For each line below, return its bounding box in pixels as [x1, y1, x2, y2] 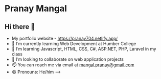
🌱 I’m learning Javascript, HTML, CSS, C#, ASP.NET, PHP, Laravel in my [11, 46, 157, 52]
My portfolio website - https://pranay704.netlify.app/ [11, 35, 118, 41]
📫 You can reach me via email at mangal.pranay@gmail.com [11, 62, 135, 68]
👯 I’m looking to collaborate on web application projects [11, 56, 124, 62]
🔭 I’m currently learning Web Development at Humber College [11, 41, 137, 47]
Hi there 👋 [4, 23, 35, 31]
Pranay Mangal [4, 3, 67, 14]
